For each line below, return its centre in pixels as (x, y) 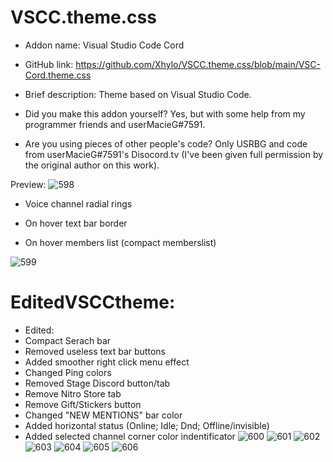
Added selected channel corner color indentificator (130, 436)
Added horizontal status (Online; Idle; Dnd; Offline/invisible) (147, 425)
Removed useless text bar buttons (95, 351)
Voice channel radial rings (78, 203)
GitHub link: (49, 64)
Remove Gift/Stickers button (83, 404)
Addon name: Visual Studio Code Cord (104, 45)
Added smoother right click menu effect (107, 362)
